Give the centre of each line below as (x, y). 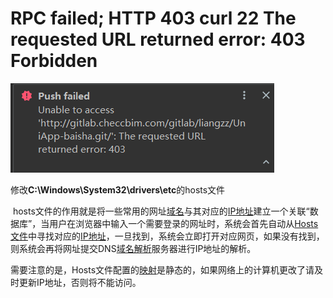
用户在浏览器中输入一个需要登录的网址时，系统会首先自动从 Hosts (184, 223)
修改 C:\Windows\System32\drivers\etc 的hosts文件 (118, 189)
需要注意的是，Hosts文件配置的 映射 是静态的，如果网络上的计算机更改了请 (162, 269)
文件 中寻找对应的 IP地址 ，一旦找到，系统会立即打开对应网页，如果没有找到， (167, 236)
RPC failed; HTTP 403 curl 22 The (153, 18)
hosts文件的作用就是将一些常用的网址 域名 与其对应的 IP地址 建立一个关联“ (161, 211)
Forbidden (54, 61)
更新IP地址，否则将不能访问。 (80, 282)
